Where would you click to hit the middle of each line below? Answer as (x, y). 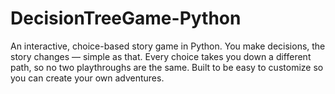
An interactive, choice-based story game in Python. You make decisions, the (168, 46)
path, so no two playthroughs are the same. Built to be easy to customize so (167, 67)
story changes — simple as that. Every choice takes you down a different (161, 56)
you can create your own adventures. (87, 78)
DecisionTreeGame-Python (126, 18)
